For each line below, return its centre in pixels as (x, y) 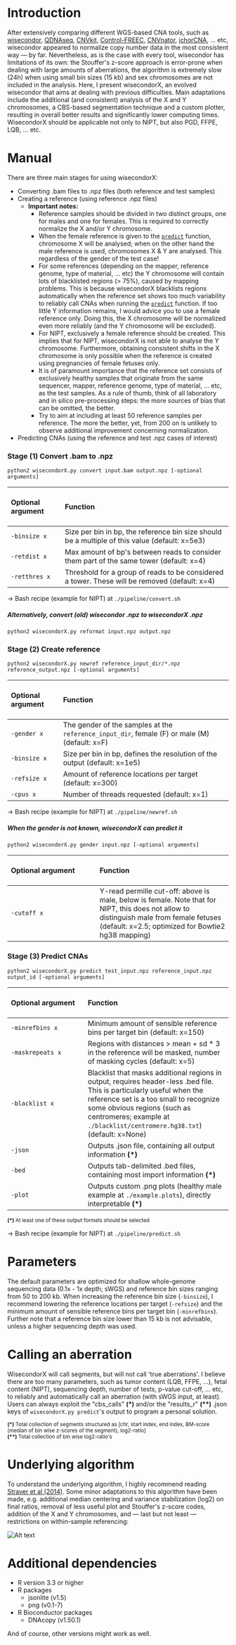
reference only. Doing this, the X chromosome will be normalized (132, 318)
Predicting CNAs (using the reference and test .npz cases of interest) (117, 438)
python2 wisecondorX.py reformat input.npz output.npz (89, 632)
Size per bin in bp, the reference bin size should (144, 532)
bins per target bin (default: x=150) (146, 1032)
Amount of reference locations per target (130, 774)
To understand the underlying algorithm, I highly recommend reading (107, 1484)
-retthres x (31, 577)
